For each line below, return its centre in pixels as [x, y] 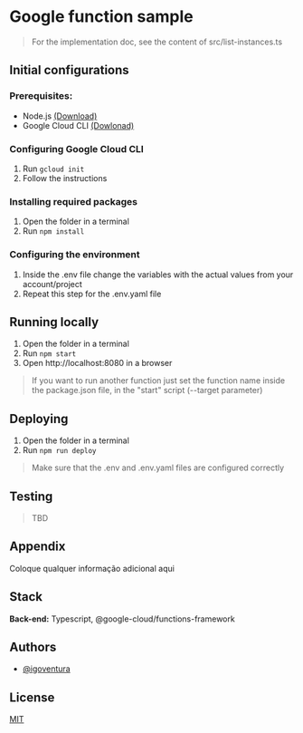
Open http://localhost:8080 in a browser [97, 363]
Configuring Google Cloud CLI [77, 149]
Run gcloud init [53, 169]
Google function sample [101, 17]
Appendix [38, 547]
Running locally [54, 322]
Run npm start [49, 353]
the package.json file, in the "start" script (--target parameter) [147, 391]
